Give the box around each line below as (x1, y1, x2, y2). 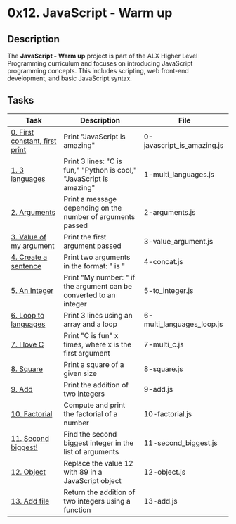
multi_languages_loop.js (143, 319, 223, 329)
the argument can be (63, 281, 132, 291)
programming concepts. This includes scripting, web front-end (7, 67, 190, 75)
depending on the (63, 203, 122, 213)
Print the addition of (63, 380, 129, 389)
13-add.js (143, 496, 178, 506)
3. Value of (11, 232, 47, 242)
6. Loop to (11, 310, 44, 320)
